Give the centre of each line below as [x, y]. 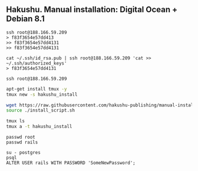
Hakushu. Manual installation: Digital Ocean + [92, 10]
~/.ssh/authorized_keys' [37, 63]
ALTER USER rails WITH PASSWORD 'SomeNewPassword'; [71, 163]
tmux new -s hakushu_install [42, 94]
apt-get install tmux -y [37, 89]
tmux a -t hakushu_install [39, 127]
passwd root [21, 138]
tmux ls [16, 121]
